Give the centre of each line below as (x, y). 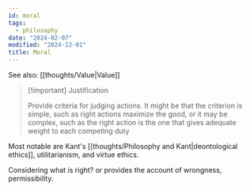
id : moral (25, 15)
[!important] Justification (68, 90)
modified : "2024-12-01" (47, 45)
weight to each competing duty (78, 131)
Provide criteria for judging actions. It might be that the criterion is (135, 105)
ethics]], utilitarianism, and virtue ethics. (74, 155)
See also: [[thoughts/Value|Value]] (64, 75)
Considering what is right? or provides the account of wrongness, (115, 170)
